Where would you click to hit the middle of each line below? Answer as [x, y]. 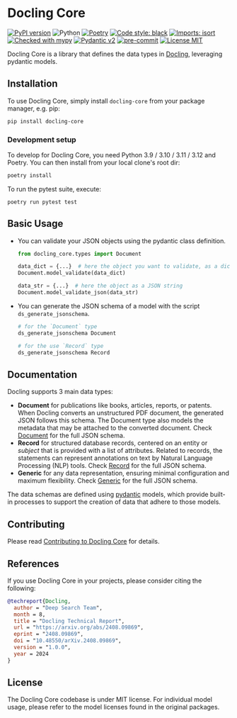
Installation [33, 84]
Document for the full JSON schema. [71, 436]
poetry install [30, 175]
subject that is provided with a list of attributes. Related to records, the [120, 451]
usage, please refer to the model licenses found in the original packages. [114, 707]
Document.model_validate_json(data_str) [78, 293]
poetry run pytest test [42, 202]
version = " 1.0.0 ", [42, 647]
